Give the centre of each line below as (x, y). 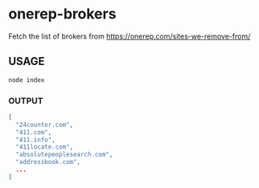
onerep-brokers (62, 14)
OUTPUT (26, 100)
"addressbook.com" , (48, 162)
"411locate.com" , (45, 147)
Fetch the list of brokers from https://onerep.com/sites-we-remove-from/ (129, 36)
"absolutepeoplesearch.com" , (64, 155)
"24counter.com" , (45, 125)
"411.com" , (34, 132)
